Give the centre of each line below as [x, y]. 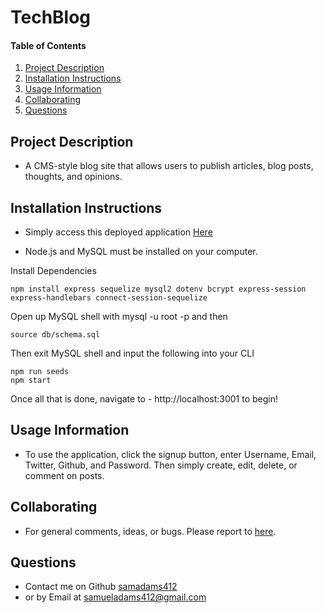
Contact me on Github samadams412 [101, 587]
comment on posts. [64, 475]
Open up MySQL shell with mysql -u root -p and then [119, 317]
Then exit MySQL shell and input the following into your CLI [132, 353]
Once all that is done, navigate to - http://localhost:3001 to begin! [144, 399]
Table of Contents [48, 45]
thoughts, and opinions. [73, 177]
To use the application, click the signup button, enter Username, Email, [170, 454]
